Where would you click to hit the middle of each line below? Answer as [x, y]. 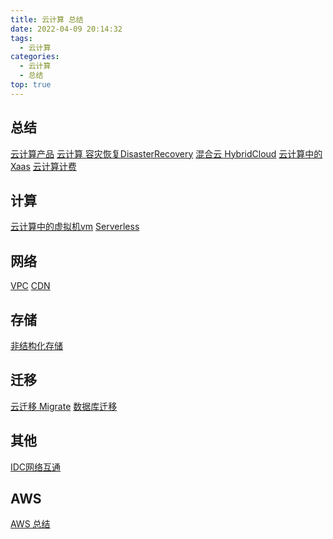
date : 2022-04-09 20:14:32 [66, 29]
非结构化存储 [36, 345]
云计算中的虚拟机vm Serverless [75, 227]
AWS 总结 [30, 524]
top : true [31, 85]
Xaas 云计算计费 [43, 166]
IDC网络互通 [36, 467]
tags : [21, 38]
